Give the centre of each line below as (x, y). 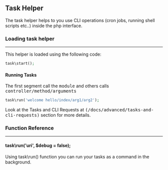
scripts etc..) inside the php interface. (44, 26)
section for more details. (66, 115)
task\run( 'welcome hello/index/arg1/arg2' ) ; (52, 100)
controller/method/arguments (41, 91)
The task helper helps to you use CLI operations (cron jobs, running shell (80, 20)
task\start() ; (20, 64)
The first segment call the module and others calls (57, 86)
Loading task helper (30, 39)
